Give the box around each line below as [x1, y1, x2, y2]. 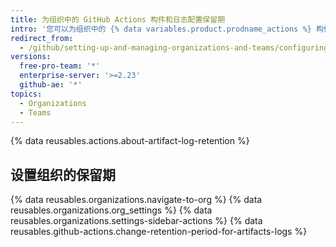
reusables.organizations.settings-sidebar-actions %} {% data [10, 215, 263, 227]
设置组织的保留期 [10, 166, 116, 183]
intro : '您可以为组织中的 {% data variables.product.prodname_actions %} [10, 24, 312, 34]
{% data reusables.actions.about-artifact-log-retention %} [10, 135, 250, 147]
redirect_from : [10, 33, 74, 43]
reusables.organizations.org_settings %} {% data [10, 204, 213, 216]
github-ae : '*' [19, 80, 83, 90]
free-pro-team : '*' [19, 61, 101, 71]
